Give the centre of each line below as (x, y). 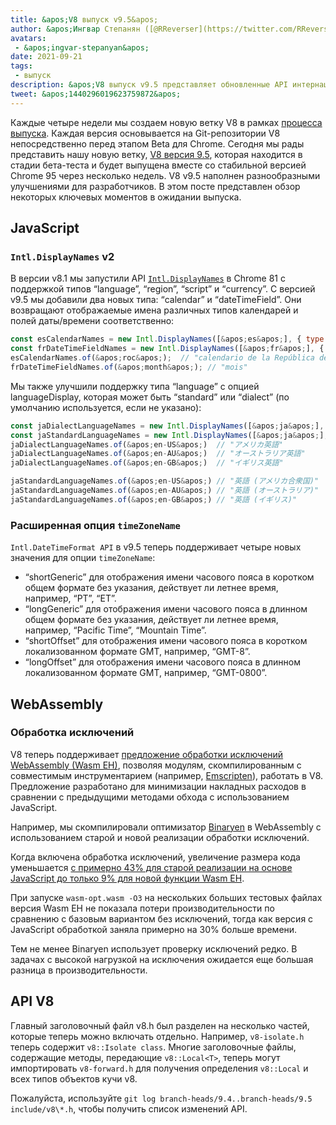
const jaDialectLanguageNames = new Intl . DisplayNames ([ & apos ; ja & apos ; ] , (167, 426)
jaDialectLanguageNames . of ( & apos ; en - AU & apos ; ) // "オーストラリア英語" (158, 454)
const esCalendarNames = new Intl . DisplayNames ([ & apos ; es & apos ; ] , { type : (169, 339)
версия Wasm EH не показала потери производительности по (142, 908)
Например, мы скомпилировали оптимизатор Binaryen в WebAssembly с (166, 827)
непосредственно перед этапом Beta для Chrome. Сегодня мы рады (157, 143)
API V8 (32, 1001)
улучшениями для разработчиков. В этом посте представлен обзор (155, 186)
